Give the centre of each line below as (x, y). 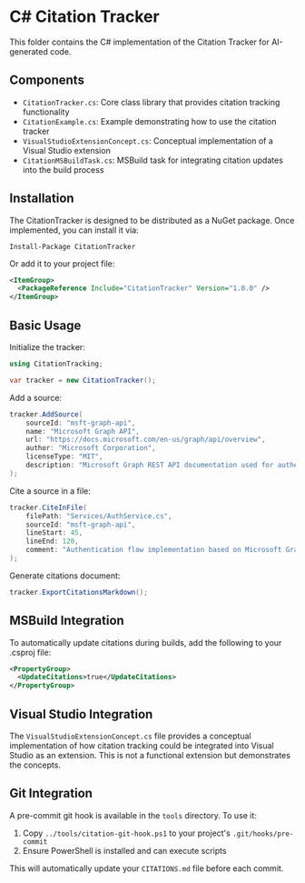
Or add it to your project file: (62, 263)
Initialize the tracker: (48, 347)
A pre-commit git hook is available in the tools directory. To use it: (133, 815)
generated (29, 51)
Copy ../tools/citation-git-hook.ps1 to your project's (127, 833)
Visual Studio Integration (81, 714)
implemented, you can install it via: (74, 230)
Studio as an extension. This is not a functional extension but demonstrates (150, 755)
